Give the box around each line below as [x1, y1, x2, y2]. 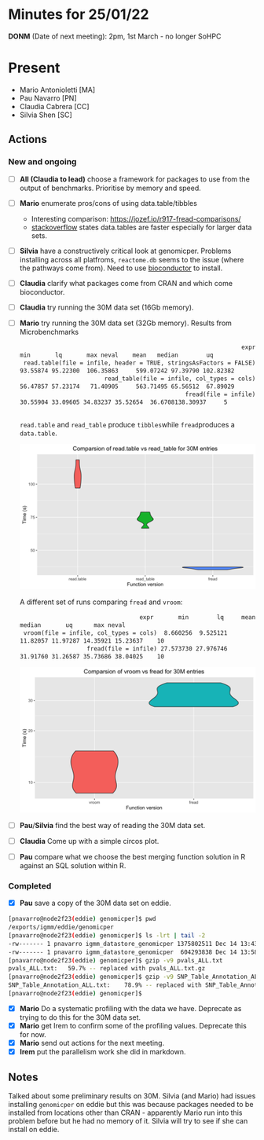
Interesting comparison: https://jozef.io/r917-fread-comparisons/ [31, 214, 241, 223]
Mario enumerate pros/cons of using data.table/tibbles [19, 198, 198, 207]
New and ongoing [8, 156, 77, 167]
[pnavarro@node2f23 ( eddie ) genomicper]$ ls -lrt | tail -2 [8, 931, 206, 940]
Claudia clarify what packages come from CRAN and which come [19, 278, 233, 288]
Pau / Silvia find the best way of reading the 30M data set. [19, 820, 206, 830]
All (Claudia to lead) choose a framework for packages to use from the [19, 174, 250, 184]
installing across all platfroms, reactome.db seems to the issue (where [19, 255, 244, 264]
